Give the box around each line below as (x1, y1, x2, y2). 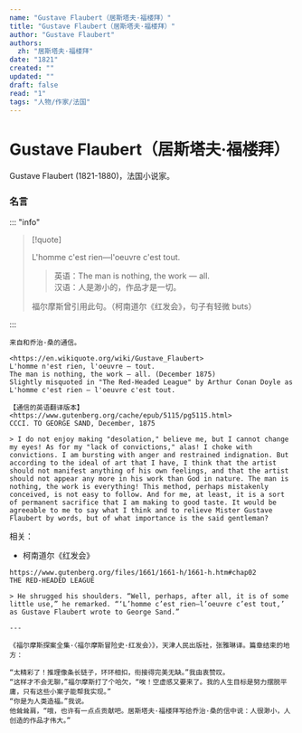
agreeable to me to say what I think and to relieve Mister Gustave (9, 505, 273, 515)
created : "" (9, 64, 54, 73)
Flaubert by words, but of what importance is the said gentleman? (9, 513, 269, 522)
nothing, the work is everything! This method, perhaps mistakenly (9, 482, 269, 491)
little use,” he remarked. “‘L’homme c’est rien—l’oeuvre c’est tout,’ (9, 599, 285, 608)
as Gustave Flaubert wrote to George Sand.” (9, 607, 180, 616)
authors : (9, 38, 42, 48)
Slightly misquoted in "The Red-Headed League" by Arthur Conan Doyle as (9, 377, 294, 387)
